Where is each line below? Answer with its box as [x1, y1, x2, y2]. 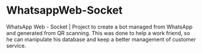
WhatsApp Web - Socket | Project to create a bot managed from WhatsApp [6, 23, 193, 30]
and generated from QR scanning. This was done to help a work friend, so [6, 29, 191, 36]
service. [6, 42, 27, 49]
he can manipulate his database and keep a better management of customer [6, 36, 196, 43]
